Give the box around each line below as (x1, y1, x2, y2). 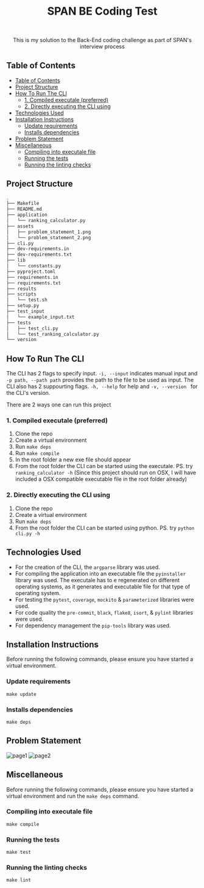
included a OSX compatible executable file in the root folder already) (15, 475, 188, 483)
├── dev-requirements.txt (6, 251, 72, 258)
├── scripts (6, 291, 37, 297)
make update (6, 691, 37, 697)
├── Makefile (6, 200, 40, 207)
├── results (6, 286, 37, 292)
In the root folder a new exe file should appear (15, 456, 131, 463)
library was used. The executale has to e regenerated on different (15, 576, 180, 583)
